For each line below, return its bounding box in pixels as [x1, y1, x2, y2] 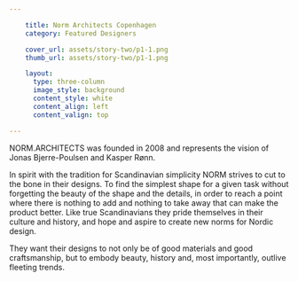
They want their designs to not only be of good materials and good [9, 243, 254, 254]
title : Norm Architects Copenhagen [25, 20, 157, 29]
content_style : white [32, 94, 114, 103]
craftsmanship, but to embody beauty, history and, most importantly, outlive [9, 252, 286, 262]
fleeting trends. [9, 261, 65, 272]
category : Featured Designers [25, 28, 137, 38]
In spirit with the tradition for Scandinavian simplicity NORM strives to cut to [9, 169, 286, 180]
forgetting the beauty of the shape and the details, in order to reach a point [9, 188, 283, 199]
